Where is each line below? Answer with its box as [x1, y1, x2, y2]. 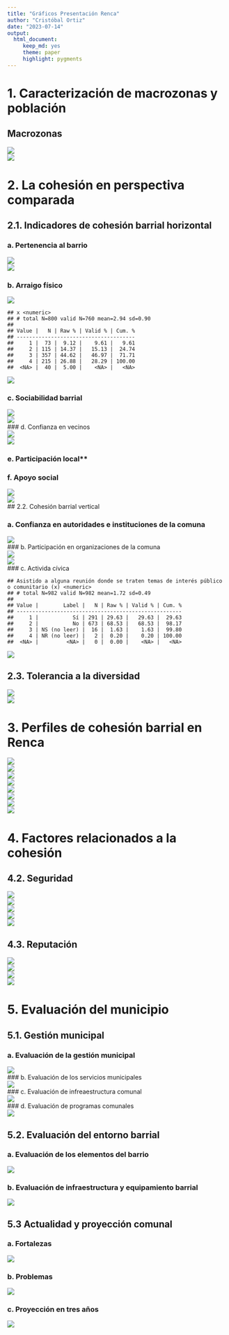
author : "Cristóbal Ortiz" [7, 17, 86, 24]
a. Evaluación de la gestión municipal [7, 1050, 136, 1060]
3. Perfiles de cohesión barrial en [7, 720, 203, 735]
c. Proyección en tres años [7, 1304, 99, 1314]
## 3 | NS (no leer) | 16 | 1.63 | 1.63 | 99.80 [7, 626, 182, 633]
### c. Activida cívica [7, 564, 70, 572]
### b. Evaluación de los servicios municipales [7, 1073, 142, 1082]
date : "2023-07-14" [7, 23, 64, 30]
